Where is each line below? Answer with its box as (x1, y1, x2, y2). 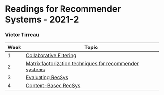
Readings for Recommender (5, 3, 121, 15)
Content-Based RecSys (26, 82, 81, 89)
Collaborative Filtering (26, 52, 77, 59)
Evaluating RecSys (26, 74, 68, 81)
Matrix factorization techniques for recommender (26, 60, 139, 67)
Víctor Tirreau (5, 31, 39, 38)
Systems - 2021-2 (5, 14, 79, 25)
